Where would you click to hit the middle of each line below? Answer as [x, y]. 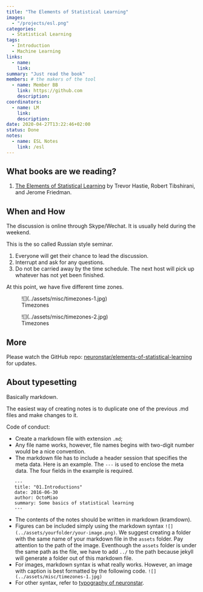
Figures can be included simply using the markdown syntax [89, 526]
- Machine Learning [36, 51]
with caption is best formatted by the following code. [81, 571]
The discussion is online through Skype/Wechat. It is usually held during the [101, 226]
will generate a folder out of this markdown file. [74, 558]
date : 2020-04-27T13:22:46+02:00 [48, 125]
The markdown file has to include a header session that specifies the [101, 458]
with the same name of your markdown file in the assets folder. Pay [99, 539]
